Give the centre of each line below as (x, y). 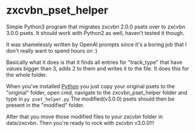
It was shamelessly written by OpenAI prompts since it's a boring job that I (97, 44)
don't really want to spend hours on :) (52, 50)
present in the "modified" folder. (45, 105)
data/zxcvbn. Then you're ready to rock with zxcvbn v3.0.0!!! (80, 123)
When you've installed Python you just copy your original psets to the (91, 86)
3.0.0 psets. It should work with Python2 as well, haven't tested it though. (95, 33)
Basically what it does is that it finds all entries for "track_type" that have (94, 62)
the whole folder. (27, 75)
